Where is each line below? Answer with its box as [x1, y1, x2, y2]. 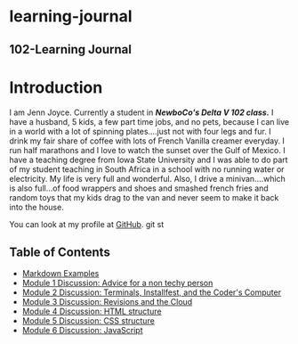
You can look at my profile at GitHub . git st [9, 218, 165, 229]
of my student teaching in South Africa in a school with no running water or [9, 163, 285, 175]
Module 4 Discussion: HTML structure [21, 306, 162, 317]
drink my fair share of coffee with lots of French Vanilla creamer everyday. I [9, 135, 285, 146]
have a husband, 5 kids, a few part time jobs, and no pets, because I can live [9, 116, 290, 127]
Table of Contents [9, 244, 111, 259]
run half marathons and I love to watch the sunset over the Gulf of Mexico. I [9, 144, 286, 155]
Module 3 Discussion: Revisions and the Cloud [21, 297, 193, 307]
